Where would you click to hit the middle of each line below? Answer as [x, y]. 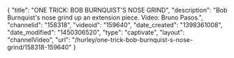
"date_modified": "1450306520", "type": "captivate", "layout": [96, 32]
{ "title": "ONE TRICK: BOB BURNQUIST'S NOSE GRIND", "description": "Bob [117, 10]
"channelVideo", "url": [39, 40]
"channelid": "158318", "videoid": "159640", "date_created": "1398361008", [115, 25]
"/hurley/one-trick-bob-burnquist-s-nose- [133, 40]
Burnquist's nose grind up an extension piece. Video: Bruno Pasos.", [105, 17]
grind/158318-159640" [39, 47]
